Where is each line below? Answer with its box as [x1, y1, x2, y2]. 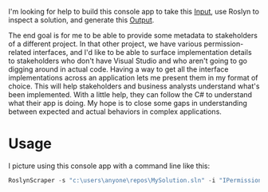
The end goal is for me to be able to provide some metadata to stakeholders [8, 31, 258, 40]
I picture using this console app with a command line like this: [8, 161, 211, 170]
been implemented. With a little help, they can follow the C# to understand [8, 90, 253, 99]
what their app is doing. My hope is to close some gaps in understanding [8, 99, 247, 108]
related [8, 48, 32, 57]
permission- [203, 39, 244, 49]
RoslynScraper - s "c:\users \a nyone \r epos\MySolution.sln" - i [8, 176, 216, 184]
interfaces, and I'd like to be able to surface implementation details [33, 48, 253, 57]
